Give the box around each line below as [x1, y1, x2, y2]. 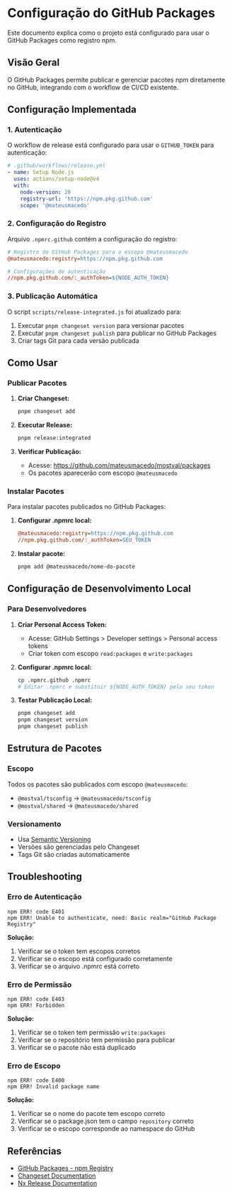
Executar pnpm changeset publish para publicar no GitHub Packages [17, 329, 217, 337]
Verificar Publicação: [17, 447, 81, 456]
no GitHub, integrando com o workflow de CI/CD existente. [7, 83, 179, 92]
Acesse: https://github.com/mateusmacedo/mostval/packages [28, 461, 211, 470]
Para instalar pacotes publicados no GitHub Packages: [7, 503, 166, 511]
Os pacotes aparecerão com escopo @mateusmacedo [28, 469, 178, 477]
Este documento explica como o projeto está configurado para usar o [7, 28, 210, 37]
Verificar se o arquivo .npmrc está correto [17, 962, 140, 970]
